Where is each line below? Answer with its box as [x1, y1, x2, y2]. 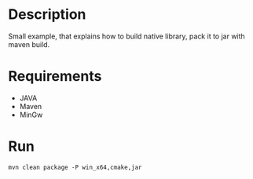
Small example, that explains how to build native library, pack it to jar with [8, 31, 245, 41]
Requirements [8, 68, 102, 86]
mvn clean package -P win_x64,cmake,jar [8, 163, 143, 171]
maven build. [8, 39, 50, 49]
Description [8, 5, 86, 24]
